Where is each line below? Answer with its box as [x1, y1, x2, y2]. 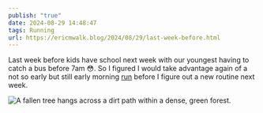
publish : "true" [8, 11, 62, 20]
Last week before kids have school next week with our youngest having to [8, 55, 250, 65]
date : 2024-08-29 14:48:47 [8, 19, 97, 27]
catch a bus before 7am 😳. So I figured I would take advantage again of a [8, 64, 248, 73]
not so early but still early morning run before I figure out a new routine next [8, 72, 255, 81]
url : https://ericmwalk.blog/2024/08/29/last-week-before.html [8, 33, 221, 42]
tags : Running [8, 26, 55, 34]
